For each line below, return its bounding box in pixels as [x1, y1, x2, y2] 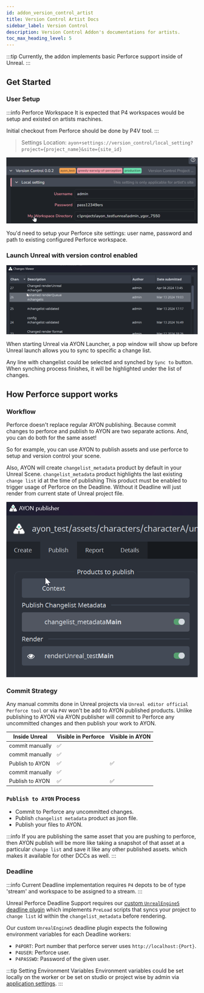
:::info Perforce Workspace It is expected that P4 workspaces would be [6, 109, 185, 116]
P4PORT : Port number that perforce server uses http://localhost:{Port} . [15, 942, 197, 949]
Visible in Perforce [56, 733, 105, 741]
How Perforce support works [6, 389, 118, 399]
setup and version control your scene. [6, 452, 101, 459]
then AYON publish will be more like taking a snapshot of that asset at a [6, 839, 185, 847]
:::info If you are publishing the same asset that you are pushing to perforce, [6, 833, 196, 840]
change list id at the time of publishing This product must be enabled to [6, 477, 188, 484]
